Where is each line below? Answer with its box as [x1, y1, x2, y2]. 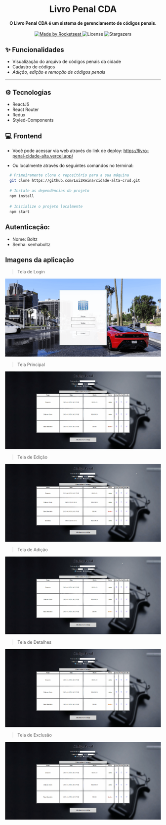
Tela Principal [17, 361, 45, 367]
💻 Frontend [5, 132, 42, 141]
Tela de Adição [17, 547, 48, 553]
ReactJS [12, 102, 30, 107]
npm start [9, 209, 30, 214]
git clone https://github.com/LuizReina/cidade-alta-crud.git [9, 178, 140, 183]
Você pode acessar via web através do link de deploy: [12, 148, 123, 154]
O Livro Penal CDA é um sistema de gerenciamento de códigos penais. [9, 20, 157, 26]
